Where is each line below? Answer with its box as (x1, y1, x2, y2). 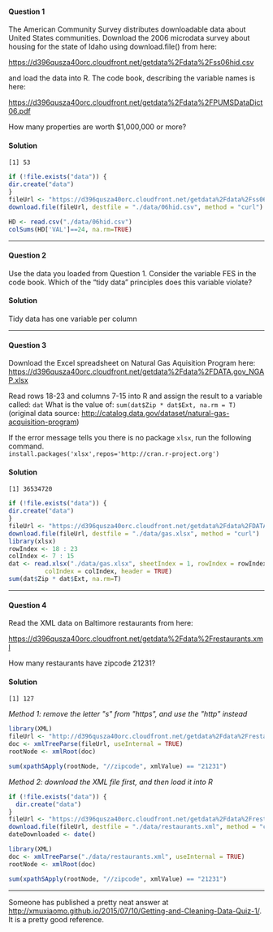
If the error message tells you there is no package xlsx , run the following (8, 433, 252, 443)
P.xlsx (8, 375, 28, 385)
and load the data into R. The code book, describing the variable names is (8, 73, 256, 83)
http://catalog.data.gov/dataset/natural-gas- (80, 409, 230, 418)
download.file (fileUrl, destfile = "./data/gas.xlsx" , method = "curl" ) (8, 529, 260, 538)
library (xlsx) (8, 537, 57, 545)
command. (8, 441, 45, 451)
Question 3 (8, 340, 47, 349)
